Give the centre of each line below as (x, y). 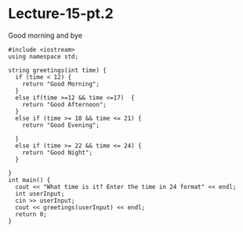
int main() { (29, 180)
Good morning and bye (45, 35)
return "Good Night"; (57, 152)
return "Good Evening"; (61, 125)
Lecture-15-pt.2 (61, 14)
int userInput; (40, 194)
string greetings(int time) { (58, 70)
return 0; (31, 214)
